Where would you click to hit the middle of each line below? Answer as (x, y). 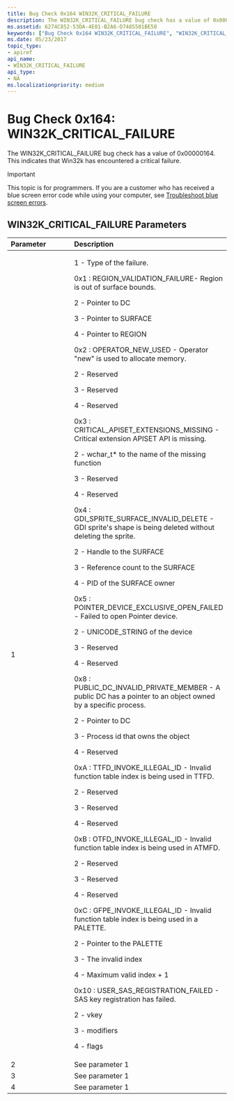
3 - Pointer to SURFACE (113, 319)
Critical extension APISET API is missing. (140, 438)
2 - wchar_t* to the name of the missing (140, 454)
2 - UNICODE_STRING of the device (133, 632)
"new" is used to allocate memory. (130, 358)
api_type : (22, 72)
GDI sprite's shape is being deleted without (144, 528)
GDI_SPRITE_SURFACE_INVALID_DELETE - (144, 518)
